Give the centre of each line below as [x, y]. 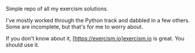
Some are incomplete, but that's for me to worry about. [74, 27]
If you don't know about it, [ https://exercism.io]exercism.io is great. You [95, 38]
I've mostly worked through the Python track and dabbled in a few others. [98, 20]
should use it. [23, 45]
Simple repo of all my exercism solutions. [57, 9]
